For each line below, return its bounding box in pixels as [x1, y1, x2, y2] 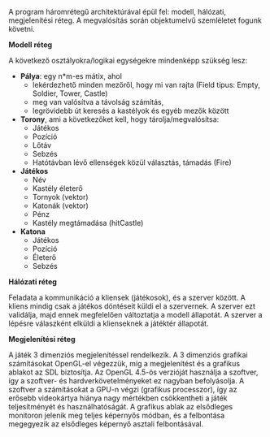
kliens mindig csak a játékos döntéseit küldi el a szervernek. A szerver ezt [8, 301, 256, 311]
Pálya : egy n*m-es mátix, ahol [20, 71, 122, 80]
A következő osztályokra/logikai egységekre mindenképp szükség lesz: [8, 56, 248, 65]
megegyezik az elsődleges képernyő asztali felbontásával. [8, 419, 204, 429]
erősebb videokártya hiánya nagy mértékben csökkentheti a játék [8, 393, 228, 403]
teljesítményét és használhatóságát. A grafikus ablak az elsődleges [8, 402, 233, 411]
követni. [8, 24, 35, 33]
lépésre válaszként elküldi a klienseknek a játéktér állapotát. [8, 318, 209, 328]
